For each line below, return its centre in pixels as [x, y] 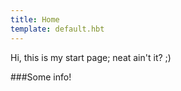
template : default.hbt [57, 29]
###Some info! [41, 77]
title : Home [35, 19]
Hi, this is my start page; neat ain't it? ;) [91, 57]
